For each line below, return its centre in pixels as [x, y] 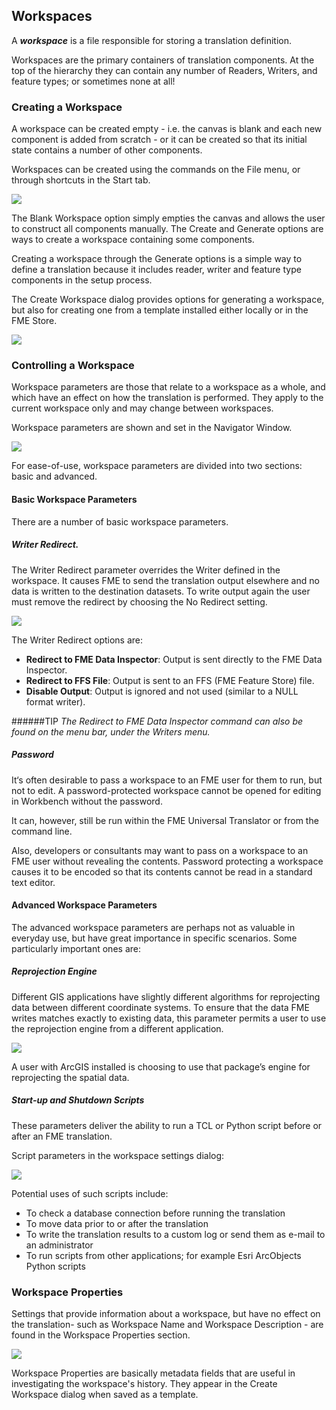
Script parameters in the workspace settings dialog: [118, 1155]
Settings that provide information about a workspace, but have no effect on [166, 1313]
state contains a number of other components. [107, 150]
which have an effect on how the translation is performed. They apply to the [167, 398]
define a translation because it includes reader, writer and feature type [156, 270]
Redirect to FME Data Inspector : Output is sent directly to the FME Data [174, 659]
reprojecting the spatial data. [70, 1077]
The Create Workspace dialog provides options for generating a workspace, [168, 300]
